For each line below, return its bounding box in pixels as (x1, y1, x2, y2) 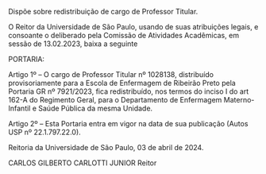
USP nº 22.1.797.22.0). (8, 127, 81, 137)
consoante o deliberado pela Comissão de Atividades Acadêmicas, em (8, 31, 240, 40)
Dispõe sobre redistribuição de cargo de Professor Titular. (8, 7, 199, 16)
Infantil (8, 103, 31, 113)
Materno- (223, 95, 255, 104)
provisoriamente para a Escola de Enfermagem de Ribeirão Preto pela (8, 79, 236, 87)
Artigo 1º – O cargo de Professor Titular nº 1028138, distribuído (8, 70, 214, 79)
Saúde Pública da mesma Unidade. (38, 103, 153, 113)
